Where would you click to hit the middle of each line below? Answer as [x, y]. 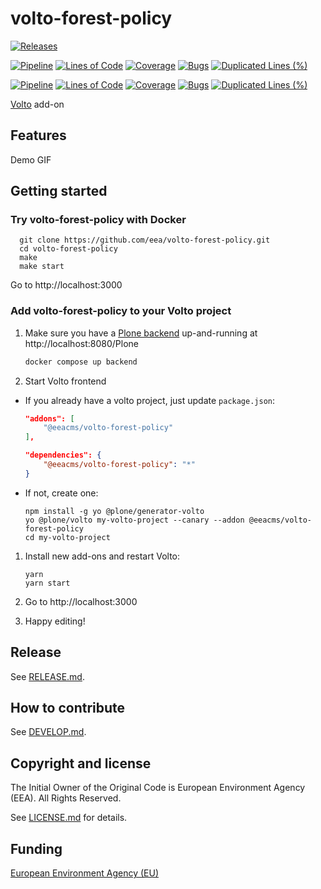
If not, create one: [61, 493]
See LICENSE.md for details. [69, 818]
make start [42, 267]
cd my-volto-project [67, 537]
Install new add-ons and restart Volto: [102, 556]
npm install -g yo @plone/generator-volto [114, 511]
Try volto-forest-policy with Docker [98, 220]
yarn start [47, 583]
